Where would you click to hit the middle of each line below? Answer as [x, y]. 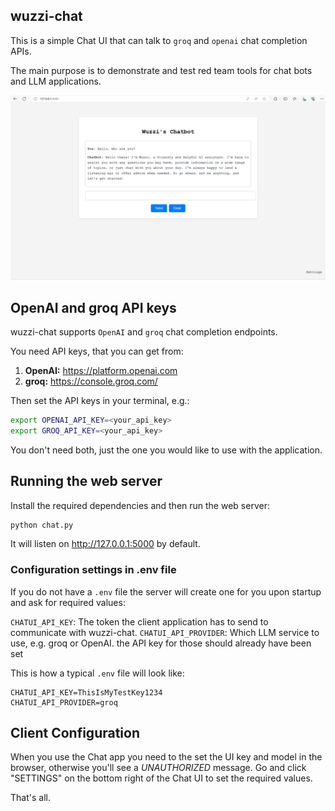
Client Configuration [75, 733]
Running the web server [86, 481]
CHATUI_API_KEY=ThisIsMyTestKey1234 [86, 692]
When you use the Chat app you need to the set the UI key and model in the [166, 757]
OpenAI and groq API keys [93, 307]
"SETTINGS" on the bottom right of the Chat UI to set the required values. [161, 778]
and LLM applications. [56, 81]
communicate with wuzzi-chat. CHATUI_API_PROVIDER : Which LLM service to [165, 632]
